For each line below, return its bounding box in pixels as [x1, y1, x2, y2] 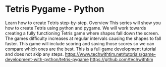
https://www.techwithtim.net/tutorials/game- [64, 51, 156, 57]
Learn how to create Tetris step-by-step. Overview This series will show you [5, 20, 161, 26]
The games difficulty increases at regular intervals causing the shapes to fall [5, 35, 161, 41]
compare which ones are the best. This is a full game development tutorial [5, 46, 157, 52]
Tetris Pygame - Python [5, 3, 105, 15]
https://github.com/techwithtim [90, 56, 154, 62]
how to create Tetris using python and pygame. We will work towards [5, 25, 146, 31]
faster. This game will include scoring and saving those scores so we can [5, 40, 155, 46]
